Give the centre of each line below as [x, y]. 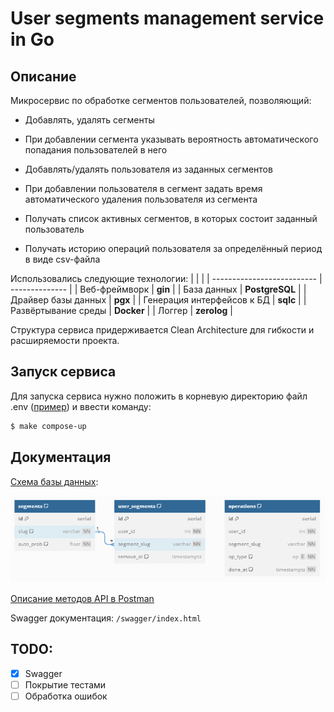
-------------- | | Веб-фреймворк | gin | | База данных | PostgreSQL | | [158, 289]
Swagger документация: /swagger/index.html [106, 618]
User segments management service [167, 18]
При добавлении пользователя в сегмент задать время [143, 188]
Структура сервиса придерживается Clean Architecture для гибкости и [162, 330]
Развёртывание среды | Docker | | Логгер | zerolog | [121, 310]
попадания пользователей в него [96, 150]
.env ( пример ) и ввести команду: [81, 406]
